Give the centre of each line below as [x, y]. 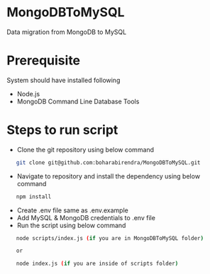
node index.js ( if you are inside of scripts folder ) [97, 264]
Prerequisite [44, 61]
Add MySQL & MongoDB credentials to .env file [86, 217]
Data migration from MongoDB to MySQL [67, 32]
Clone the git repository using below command [85, 149]
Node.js [28, 93]
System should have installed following [63, 80]
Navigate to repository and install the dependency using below [108, 176]
